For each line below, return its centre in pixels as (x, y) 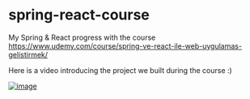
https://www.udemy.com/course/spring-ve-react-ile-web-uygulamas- (125, 45)
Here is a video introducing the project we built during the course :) (120, 70)
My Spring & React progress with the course (82, 37)
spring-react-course (79, 15)
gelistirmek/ (28, 54)
